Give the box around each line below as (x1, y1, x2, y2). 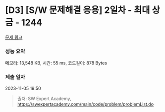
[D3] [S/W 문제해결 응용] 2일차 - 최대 (5, 4, 150, 16)
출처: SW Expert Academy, (17, 95, 71, 102)
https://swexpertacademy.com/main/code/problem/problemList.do (17, 101, 154, 107)
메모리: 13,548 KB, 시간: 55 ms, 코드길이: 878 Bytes (5, 60, 108, 66)
